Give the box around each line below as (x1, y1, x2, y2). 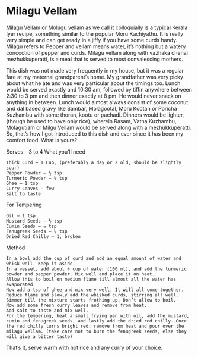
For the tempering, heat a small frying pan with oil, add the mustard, (6, 312, 190, 319)
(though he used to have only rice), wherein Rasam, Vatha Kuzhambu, (6, 117, 177, 124)
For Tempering (6, 201, 43, 208)
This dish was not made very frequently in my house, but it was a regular (6, 67, 184, 74)
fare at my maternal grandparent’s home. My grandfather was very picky (6, 73, 184, 80)
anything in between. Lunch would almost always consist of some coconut (6, 98, 189, 105)
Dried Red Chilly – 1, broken (6, 233, 81, 239)
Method (6, 244, 25, 251)
